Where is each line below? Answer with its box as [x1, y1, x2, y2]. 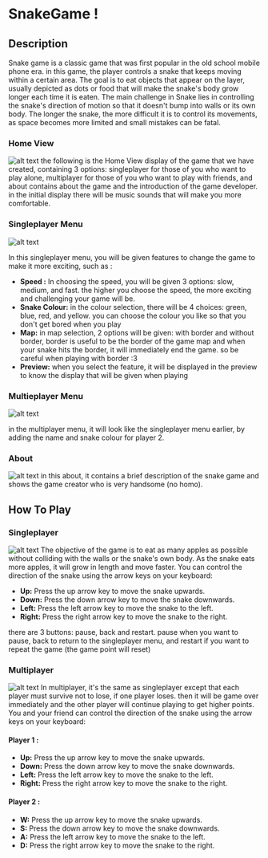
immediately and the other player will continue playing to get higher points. [8, 700, 254, 710]
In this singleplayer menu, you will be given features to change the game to [8, 252, 256, 262]
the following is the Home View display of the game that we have [40, 156, 254, 165]
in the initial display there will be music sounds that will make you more [8, 190, 242, 200]
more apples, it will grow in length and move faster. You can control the [8, 562, 242, 571]
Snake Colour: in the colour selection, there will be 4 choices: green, [19, 302, 247, 311]
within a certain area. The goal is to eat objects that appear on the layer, [8, 75, 246, 84]
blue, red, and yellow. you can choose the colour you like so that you [19, 311, 246, 320]
